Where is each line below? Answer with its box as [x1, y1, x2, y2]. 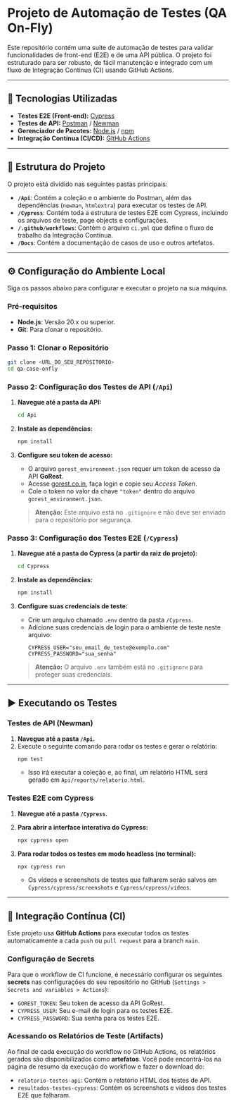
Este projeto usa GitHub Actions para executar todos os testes [7, 929, 190, 938]
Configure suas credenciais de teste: [17, 601, 128, 610]
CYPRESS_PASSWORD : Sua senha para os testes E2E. [17, 1014, 159, 1022]
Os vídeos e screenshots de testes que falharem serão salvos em [27, 875, 218, 884]
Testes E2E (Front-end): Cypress [17, 111, 114, 120]
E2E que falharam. [17, 1090, 71, 1099]
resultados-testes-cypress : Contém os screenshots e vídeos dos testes [17, 1083, 227, 1092]
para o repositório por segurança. [34, 515, 133, 524]
